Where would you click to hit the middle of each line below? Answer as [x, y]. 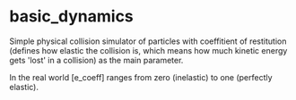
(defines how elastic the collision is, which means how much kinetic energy [148, 50]
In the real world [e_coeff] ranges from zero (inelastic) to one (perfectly [141, 77]
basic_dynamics [72, 17]
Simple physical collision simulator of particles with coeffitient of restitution [148, 41]
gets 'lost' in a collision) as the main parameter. [96, 60]
